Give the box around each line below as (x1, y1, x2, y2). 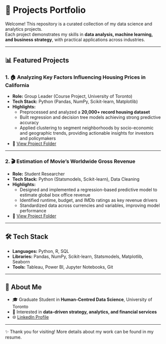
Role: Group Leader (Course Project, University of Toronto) (12, 93, 132, 99)
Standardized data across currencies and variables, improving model (19, 202, 160, 208)
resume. (5, 334, 22, 340)
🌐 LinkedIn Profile (12, 314, 49, 320)
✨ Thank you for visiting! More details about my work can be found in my (5, 329, 154, 335)
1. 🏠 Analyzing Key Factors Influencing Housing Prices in (5, 74, 146, 81)
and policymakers (19, 135, 56, 141)
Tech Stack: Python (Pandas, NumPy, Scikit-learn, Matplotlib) (12, 98, 138, 104)
